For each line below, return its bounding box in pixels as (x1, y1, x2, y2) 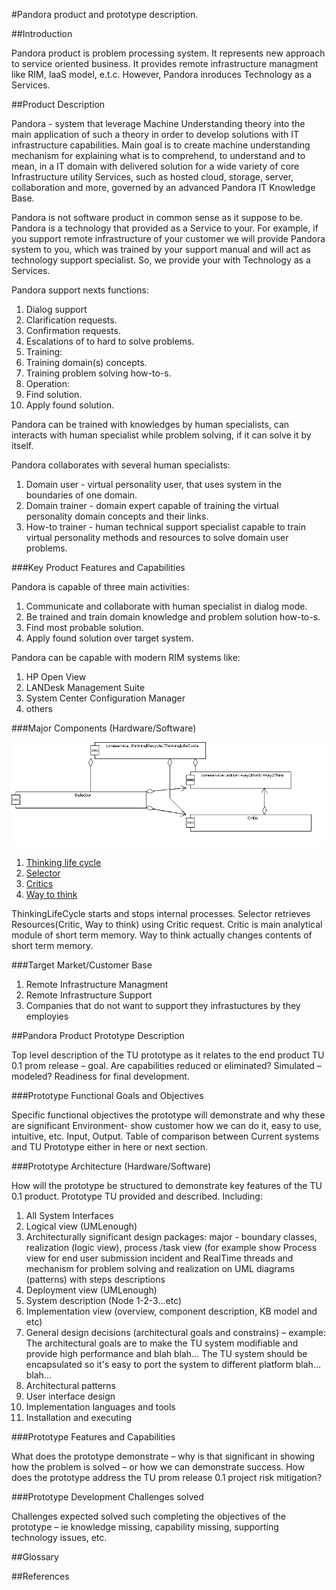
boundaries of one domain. (25, 489, 138, 501)
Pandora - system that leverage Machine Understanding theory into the (11, 118, 306, 129)
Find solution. (25, 389, 83, 400)
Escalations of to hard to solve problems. (25, 335, 195, 347)
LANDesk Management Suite (25, 682, 146, 693)
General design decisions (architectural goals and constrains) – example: (25, 1327, 327, 1339)
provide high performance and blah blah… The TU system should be (25, 1348, 308, 1360)
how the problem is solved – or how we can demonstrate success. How (11, 1461, 306, 1473)
